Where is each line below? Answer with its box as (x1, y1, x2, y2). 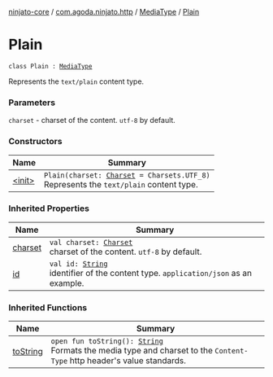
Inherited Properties (8, 203, 89, 214)
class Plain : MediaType (8, 62, 93, 70)
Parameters (8, 97, 55, 108)
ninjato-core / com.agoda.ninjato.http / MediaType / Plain (8, 7, 200, 16)
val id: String (49, 259, 108, 268)
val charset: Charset (49, 238, 133, 247)
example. (49, 277, 84, 288)
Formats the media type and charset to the (50, 345, 214, 357)
